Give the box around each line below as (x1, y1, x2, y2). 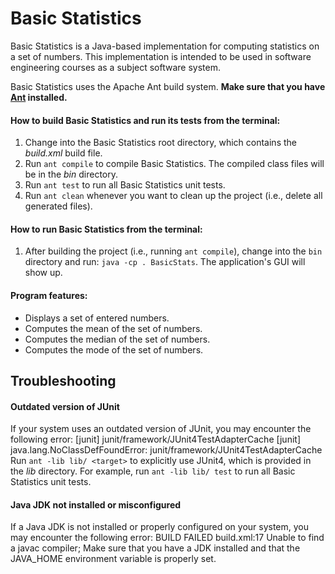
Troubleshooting (10, 372, 117, 389)
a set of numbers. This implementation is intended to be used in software (10, 50, 312, 62)
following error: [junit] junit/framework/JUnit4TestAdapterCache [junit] (10, 433, 301, 446)
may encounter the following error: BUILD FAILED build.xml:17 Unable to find (10, 532, 325, 544)
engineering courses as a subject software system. (10, 61, 221, 73)
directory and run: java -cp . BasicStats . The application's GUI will (24, 256, 306, 268)
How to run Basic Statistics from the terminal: (10, 223, 203, 235)
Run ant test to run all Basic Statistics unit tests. (24, 179, 226, 191)
